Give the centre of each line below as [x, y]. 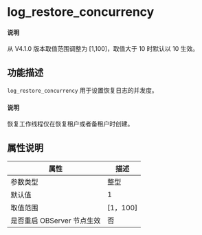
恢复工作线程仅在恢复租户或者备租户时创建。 [70, 124]
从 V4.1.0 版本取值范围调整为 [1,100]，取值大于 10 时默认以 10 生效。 [103, 49]
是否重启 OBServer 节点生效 [56, 221]
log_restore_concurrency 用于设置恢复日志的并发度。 [82, 91]
